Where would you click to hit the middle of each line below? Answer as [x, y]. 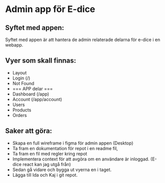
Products [22, 110]
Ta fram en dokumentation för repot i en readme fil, [65, 148]
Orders [19, 115]
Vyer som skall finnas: [41, 61]
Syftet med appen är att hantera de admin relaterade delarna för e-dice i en [83, 39]
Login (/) [21, 78]
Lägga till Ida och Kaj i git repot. [45, 175]
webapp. [14, 45]
